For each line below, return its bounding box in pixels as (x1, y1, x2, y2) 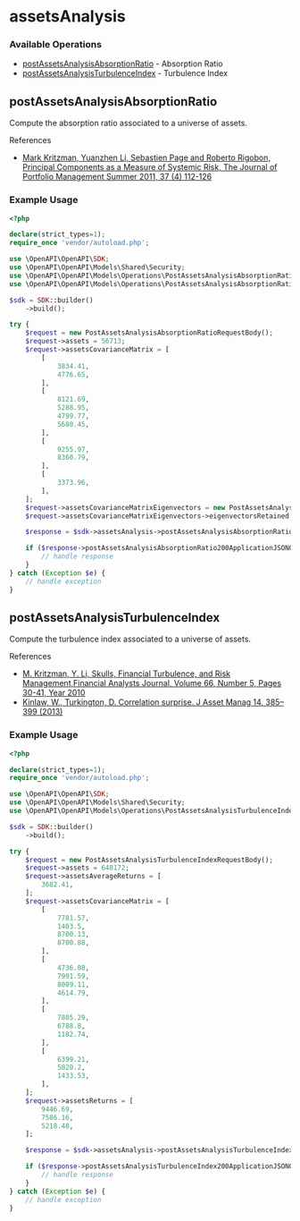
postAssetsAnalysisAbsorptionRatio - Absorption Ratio (21, 58, 223, 69)
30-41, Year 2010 (21, 687, 86, 699)
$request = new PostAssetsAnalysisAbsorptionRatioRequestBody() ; (25, 328, 274, 337)
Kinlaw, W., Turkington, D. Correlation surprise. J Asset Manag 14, (21, 697, 264, 708)
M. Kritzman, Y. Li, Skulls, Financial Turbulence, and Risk (21, 668, 230, 679)
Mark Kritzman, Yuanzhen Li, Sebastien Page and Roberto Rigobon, (21, 152, 271, 163)
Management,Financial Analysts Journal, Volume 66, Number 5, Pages (21, 678, 282, 689)
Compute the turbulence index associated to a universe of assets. (9, 633, 252, 645)
